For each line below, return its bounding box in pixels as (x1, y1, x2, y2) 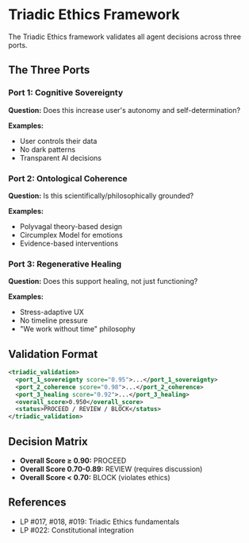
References (8, 495, 67, 510)
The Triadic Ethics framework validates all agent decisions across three (8, 32, 242, 41)
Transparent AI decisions (19, 153, 102, 162)
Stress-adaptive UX (19, 308, 85, 317)
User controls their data (19, 136, 98, 145)
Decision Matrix (8, 435, 89, 448)
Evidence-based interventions (19, 239, 119, 248)
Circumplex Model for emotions (19, 230, 123, 239)
